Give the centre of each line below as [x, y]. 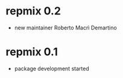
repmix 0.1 [32, 52]
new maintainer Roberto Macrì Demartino [65, 28]
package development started [52, 68]
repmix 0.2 [33, 11]
